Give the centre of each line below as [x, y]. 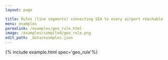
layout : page [19, 10]
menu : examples [21, 24]
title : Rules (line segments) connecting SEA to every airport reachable [84, 19]
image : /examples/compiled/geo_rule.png [48, 33]
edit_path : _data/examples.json [39, 38]
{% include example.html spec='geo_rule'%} [52, 52]
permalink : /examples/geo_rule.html [44, 28]
